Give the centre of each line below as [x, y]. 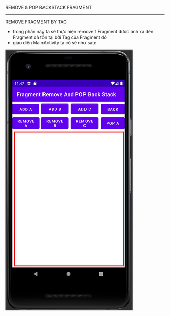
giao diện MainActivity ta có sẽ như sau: [54, 42]
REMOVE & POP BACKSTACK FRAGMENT [49, 7]
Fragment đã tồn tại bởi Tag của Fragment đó [60, 37]
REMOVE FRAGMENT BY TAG [36, 22]
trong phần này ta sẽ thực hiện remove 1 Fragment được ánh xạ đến [83, 32]
